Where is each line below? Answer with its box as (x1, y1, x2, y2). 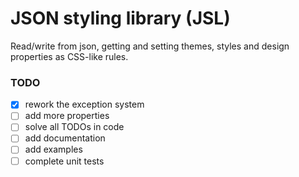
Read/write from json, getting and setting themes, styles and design (10, 40, 290, 52)
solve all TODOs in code (24, 121, 125, 133)
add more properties (24, 110, 110, 122)
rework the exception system (24, 98, 145, 111)
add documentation (24, 132, 106, 144)
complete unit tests (24, 155, 105, 167)
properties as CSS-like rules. (10, 50, 129, 62)
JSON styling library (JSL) (10, 7, 231, 30)
